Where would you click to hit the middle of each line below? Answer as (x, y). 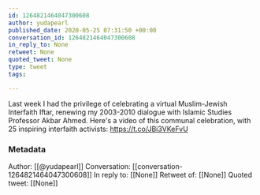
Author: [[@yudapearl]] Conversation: (70, 166)
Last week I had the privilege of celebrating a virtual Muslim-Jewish (118, 103)
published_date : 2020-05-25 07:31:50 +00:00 (82, 30)
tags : (17, 74)
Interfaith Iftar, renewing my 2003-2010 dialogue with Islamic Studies (120, 112)
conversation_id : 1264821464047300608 (72, 37)
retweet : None (32, 52)
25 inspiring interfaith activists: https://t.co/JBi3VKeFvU (98, 129)
